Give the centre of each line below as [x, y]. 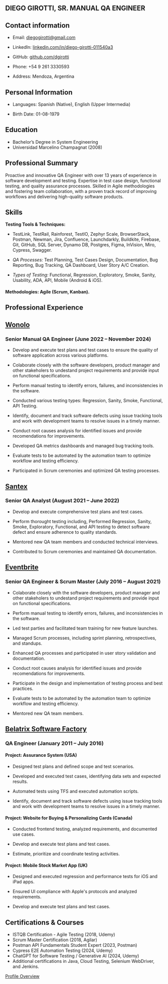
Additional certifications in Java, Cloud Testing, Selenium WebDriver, [83, 961]
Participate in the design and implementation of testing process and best [88, 683]
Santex [16, 486]
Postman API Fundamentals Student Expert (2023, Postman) [75, 945]
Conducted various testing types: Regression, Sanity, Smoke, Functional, [88, 401]
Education [22, 130]
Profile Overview [23, 976]
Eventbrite [22, 567]
